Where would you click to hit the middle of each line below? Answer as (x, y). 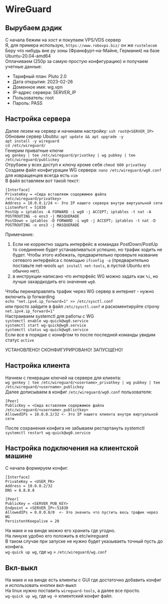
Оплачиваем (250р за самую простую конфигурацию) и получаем (76, 61)
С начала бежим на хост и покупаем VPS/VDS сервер (63, 40)
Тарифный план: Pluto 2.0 (39, 76)
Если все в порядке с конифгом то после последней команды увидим (80, 334)
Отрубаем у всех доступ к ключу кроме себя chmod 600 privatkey (76, 164)
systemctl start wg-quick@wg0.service (46, 325)
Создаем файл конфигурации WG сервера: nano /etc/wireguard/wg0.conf (83, 170)
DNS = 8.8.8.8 (20, 491)
